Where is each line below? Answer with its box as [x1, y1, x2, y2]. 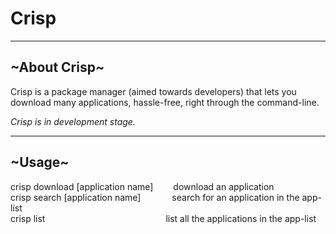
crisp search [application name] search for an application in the [10, 191, 300, 203]
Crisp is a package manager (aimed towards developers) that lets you [10, 85, 297, 97]
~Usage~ [10, 154, 70, 171]
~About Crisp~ [10, 59, 105, 76]
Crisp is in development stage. [10, 115, 136, 127]
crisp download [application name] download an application [10, 180, 275, 192]
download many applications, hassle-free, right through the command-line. [10, 96, 320, 108]
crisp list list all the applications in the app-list [10, 212, 317, 224]
